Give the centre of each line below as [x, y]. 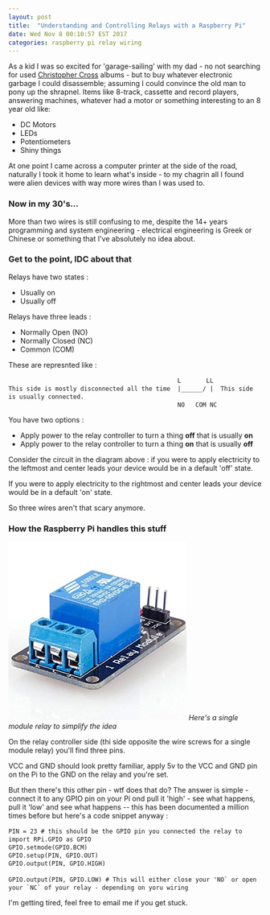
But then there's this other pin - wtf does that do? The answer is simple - [129, 790]
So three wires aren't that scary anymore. [77, 508]
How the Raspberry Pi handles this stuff [88, 529]
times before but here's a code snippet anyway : [88, 816]
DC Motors [38, 125]
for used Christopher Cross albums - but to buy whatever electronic [121, 75]
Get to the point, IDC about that [70, 259]
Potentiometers [45, 142]
